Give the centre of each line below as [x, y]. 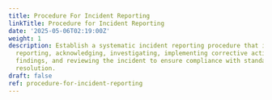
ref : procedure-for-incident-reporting [76, 83]
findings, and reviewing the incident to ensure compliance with [128, 61]
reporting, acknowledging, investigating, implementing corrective [132, 53]
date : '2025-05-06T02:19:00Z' [59, 31]
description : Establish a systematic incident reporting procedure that [134, 46]
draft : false [30, 76]
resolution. [36, 69]
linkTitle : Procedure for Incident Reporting [86, 23]
